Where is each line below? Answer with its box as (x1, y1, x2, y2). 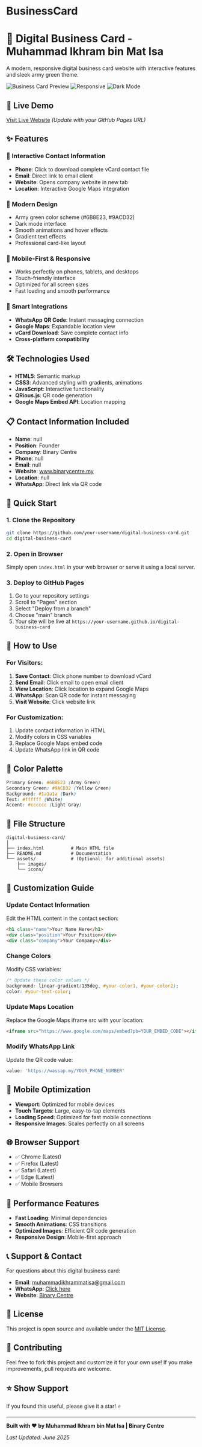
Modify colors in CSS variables (14, 733, 92, 741)
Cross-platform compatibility (14, 335, 90, 342)
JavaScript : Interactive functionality (14, 385, 105, 393)
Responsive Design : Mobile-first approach (14, 1233, 121, 1241)
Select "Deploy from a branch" (14, 605, 91, 612)
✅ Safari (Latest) (14, 1167, 57, 1174)
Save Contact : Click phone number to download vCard (14, 672, 151, 680)
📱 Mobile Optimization (6, 1085, 91, 1095)
